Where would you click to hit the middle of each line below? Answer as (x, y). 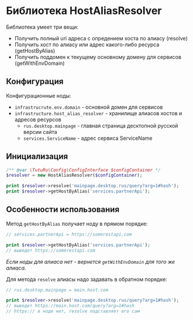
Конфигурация (35, 82)
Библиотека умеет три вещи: (42, 27)
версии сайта (40, 132)
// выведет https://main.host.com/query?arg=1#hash (70, 306)
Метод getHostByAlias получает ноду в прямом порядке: (77, 223)
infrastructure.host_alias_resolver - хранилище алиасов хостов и (98, 113)
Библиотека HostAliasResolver (84, 11)
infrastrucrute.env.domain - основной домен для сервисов (89, 107)
